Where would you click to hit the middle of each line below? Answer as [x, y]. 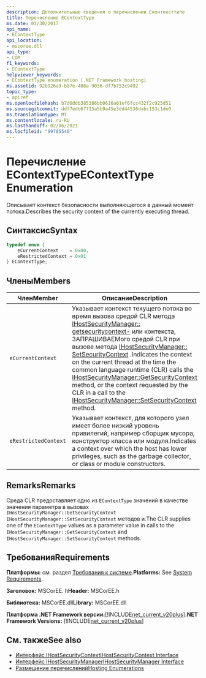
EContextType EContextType [80, 175]
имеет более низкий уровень [116, 426]
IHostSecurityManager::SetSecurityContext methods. [74, 538]
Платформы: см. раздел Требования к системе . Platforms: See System [99, 572]
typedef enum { [26, 245]
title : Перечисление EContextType [51, 18]
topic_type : [21, 92]
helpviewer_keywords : [34, 75]
